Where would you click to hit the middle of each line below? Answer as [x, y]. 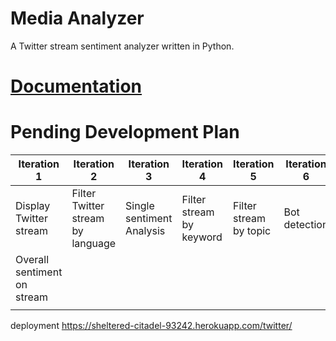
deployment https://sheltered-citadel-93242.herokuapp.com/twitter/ [151, 326]
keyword [202, 237]
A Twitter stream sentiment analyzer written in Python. [122, 46]
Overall [32, 260]
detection [306, 225]
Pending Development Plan [125, 132]
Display [33, 206]
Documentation [76, 86]
